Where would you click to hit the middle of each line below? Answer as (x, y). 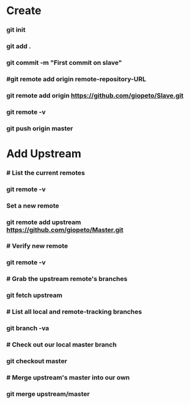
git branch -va (28, 328)
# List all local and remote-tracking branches (74, 312)
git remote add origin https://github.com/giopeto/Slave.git (95, 95)
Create (24, 11)
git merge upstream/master (48, 394)
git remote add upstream (44, 222)
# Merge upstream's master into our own (68, 377)
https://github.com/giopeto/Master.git (65, 230)
